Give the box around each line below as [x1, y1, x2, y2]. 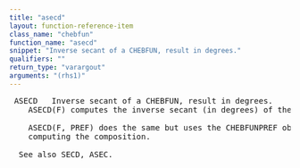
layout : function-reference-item [9, 21, 134, 30]
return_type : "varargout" [9, 63, 105, 72]
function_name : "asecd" [9, 38, 98, 47]
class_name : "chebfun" [9, 29, 94, 38]
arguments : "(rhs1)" [9, 71, 87, 80]
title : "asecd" [9, 13, 66, 22]
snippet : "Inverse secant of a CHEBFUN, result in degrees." [9, 46, 242, 55]
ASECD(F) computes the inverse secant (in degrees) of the [28, 105, 292, 114]
